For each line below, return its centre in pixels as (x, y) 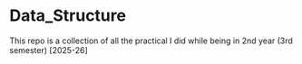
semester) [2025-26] (49, 50)
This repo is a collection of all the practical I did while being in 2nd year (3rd (151, 41)
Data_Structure (68, 16)
